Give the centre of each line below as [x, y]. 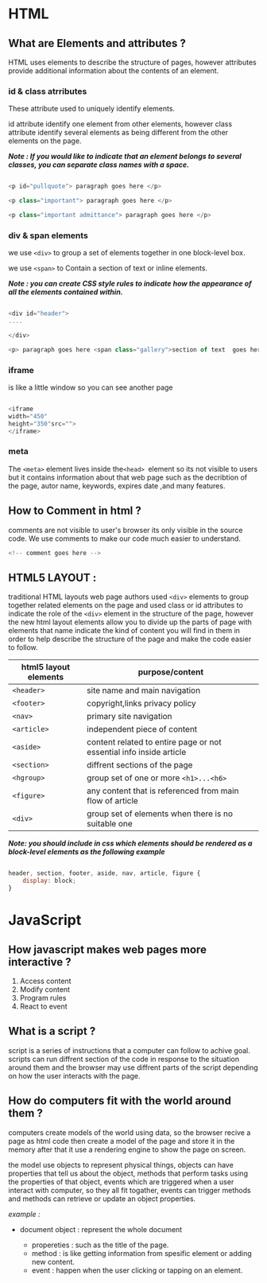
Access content [45, 981]
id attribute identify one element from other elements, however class [120, 124]
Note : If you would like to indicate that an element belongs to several [125, 157]
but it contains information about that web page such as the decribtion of [128, 477]
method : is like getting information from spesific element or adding [141, 1253]
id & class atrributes [48, 91]
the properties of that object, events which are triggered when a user [121, 1181]
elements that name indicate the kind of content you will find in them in [124, 631]
